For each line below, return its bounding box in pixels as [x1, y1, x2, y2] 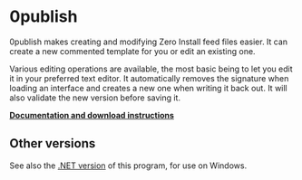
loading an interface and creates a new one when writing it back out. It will [9, 82, 287, 93]
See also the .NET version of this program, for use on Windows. [9, 160, 248, 171]
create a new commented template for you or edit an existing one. [9, 45, 256, 56]
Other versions [9, 136, 96, 151]
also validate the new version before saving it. [9, 92, 181, 103]
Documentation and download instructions [9, 109, 175, 120]
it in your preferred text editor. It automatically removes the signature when [9, 72, 289, 83]
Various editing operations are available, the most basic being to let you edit [9, 63, 293, 74]
